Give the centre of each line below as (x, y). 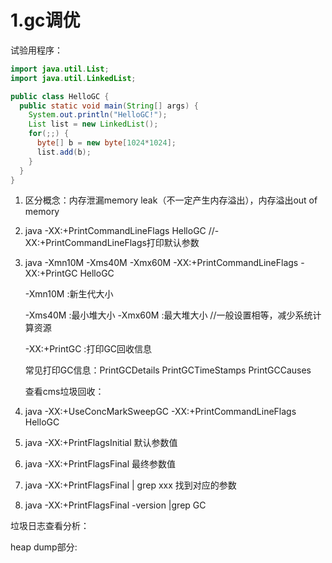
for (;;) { (49, 134)
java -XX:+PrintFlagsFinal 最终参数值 (100, 464)
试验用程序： (36, 50)
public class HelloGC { (60, 96)
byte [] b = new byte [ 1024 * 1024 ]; (106, 143)
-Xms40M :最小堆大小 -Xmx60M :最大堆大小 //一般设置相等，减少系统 (168, 315)
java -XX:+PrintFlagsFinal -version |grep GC (115, 505)
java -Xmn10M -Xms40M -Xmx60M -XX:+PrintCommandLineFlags (161, 263)
